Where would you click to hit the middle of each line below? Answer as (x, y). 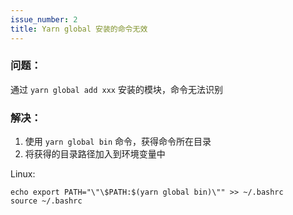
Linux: (23, 174)
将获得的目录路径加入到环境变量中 (95, 154)
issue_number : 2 (44, 19)
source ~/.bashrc (46, 201)
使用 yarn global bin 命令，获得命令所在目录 (118, 142)
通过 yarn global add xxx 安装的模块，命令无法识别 (116, 89)
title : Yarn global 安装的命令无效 (79, 29)
